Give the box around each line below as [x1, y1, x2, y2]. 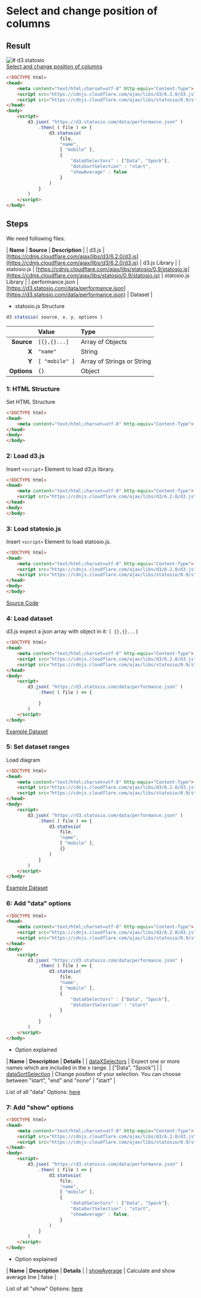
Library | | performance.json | [6, 278, 79, 285]
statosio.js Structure [14, 302, 65, 309]
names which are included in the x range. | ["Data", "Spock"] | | [6, 1064, 163, 1071]
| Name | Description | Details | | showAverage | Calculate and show [6, 1267, 175, 1275]
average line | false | [6, 1273, 57, 1281]
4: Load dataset [6, 614, 53, 623]
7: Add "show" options [6, 1103, 74, 1111]
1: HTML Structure [6, 385, 60, 393]
